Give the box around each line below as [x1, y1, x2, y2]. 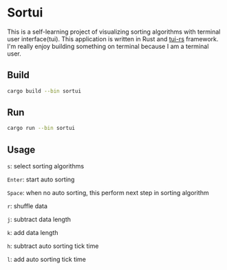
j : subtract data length [7, 215, 71, 224]
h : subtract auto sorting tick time [7, 242, 99, 250]
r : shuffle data [7, 202, 48, 210]
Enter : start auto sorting [7, 175, 75, 183]
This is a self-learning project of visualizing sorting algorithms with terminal [7, 27, 221, 36]
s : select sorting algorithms [7, 162, 85, 170]
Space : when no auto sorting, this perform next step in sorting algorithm [7, 189, 209, 197]
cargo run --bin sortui [7, 125, 76, 132]
